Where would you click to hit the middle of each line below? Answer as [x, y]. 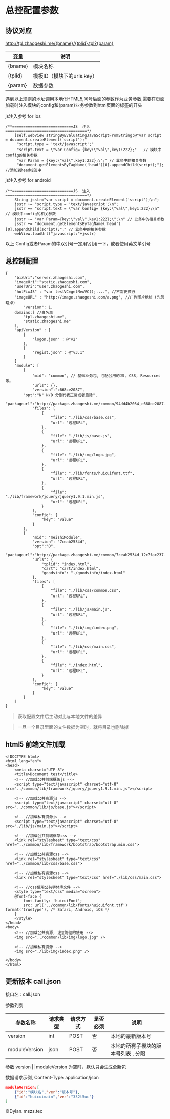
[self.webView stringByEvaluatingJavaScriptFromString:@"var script [88, 135]
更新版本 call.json [33, 981]
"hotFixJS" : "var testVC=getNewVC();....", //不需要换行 [75, 292]
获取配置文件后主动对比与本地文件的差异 [60, 716]
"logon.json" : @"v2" [55, 339]
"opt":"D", [44, 546]
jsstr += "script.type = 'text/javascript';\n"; [67, 204]
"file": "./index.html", [76, 665]
